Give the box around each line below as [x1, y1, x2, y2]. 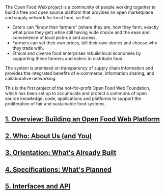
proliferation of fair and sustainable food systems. [5, 101, 106, 106]
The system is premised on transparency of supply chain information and [5, 65, 153, 71]
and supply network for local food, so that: [5, 15, 91, 20]
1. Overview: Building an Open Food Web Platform [5, 115, 160, 124]
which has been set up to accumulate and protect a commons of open [5, 91, 147, 96]
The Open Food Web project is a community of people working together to [5, 4, 156, 10]
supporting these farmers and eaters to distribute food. [12, 56, 124, 61]
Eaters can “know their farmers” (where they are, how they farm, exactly [12, 24, 159, 30]
